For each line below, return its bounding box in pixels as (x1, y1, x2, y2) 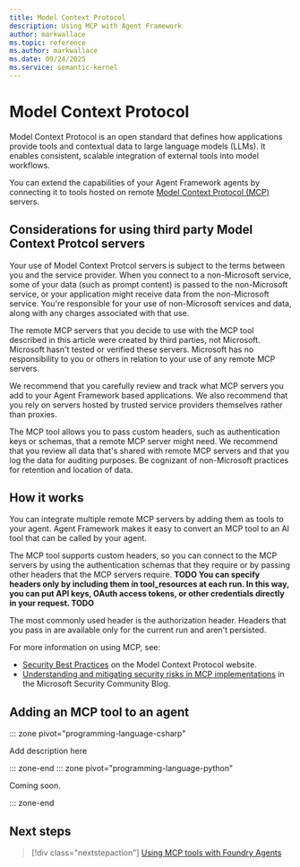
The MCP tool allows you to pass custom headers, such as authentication (9, 426, 280, 437)
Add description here (9, 745, 88, 757)
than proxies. (9, 408, 58, 419)
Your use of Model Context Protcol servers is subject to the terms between (9, 260, 286, 270)
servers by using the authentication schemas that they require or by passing (9, 560, 291, 571)
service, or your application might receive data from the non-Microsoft (9, 288, 270, 299)
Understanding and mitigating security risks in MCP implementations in (21, 669, 285, 680)
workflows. (9, 159, 51, 170)
